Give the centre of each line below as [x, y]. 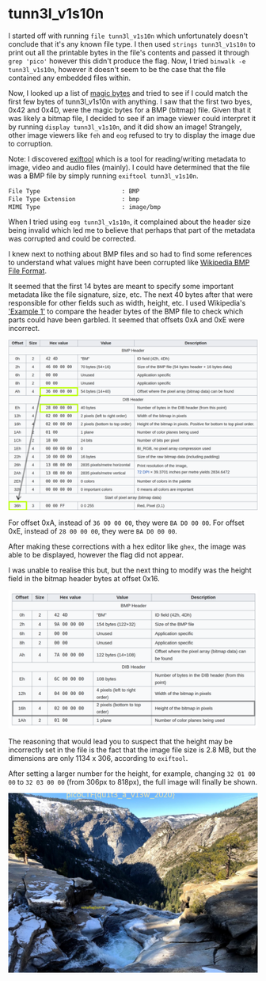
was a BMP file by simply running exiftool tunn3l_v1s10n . [104, 176]
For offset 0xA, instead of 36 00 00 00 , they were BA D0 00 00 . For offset [126, 523]
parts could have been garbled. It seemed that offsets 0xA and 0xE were [127, 319]
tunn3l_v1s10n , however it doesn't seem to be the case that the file [117, 69]
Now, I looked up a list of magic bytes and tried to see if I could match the [128, 93]
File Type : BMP [74, 191]
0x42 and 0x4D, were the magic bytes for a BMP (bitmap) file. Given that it [130, 110]
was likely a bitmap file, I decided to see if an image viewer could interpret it [132, 118]
